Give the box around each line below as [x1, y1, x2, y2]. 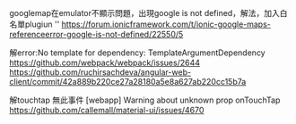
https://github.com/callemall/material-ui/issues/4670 [9, 105, 205, 115]
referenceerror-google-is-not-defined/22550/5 [9, 29, 184, 39]
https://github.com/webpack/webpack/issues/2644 [9, 57, 200, 68]
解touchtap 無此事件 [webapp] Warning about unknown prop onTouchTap [9, 95, 281, 105]
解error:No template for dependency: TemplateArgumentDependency [9, 47, 266, 58]
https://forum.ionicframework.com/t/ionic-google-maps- [61, 19, 272, 29]
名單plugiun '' [9, 19, 60, 29]
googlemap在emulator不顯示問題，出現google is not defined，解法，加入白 [9, 8, 288, 18]
